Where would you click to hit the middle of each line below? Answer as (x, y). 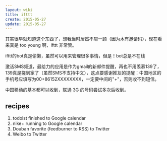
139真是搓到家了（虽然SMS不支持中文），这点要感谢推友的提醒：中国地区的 (83, 73)
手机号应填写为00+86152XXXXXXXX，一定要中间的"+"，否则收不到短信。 (82, 79)
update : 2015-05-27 (26, 24)
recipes (17, 106)
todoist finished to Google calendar (49, 118)
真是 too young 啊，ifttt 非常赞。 (43, 45)
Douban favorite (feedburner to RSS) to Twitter (61, 129)
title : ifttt (19, 15)
